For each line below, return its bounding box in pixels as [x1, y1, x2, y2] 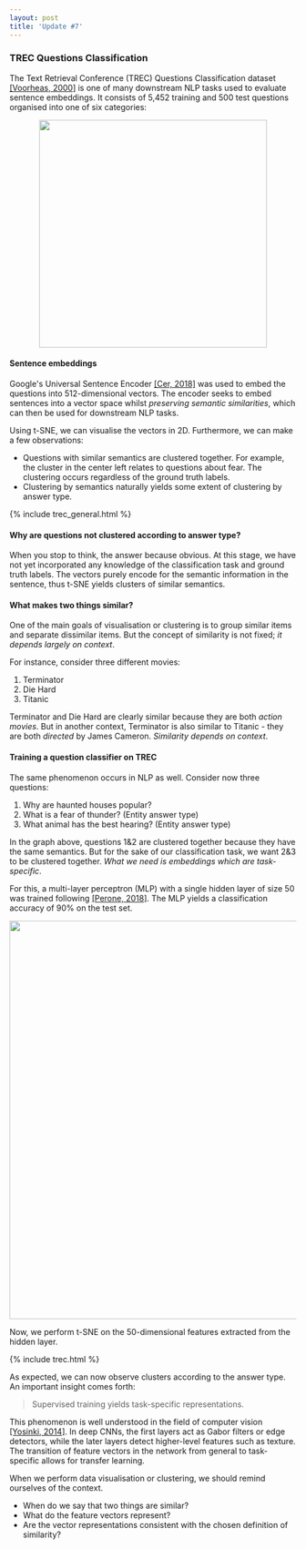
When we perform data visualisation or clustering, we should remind [9, 1473, 266, 1483]
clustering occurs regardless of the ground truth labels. [22, 472, 230, 483]
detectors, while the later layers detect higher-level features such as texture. [9, 1435, 296, 1446]
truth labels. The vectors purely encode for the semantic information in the [9, 569, 289, 580]
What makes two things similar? [9, 599, 134, 610]
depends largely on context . [9, 639, 116, 650]
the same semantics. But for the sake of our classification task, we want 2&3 [9, 846, 296, 857]
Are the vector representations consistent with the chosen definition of [22, 1519, 289, 1530]
